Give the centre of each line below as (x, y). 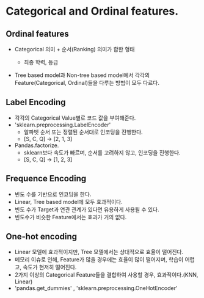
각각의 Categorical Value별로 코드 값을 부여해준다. (75, 118)
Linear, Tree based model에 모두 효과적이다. (68, 202)
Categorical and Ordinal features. (92, 11)
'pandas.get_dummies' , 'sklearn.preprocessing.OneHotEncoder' (96, 288)
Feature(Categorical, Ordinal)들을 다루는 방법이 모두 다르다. (87, 83)
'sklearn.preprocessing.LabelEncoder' (63, 125)
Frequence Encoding (46, 179)
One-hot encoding (42, 237)
